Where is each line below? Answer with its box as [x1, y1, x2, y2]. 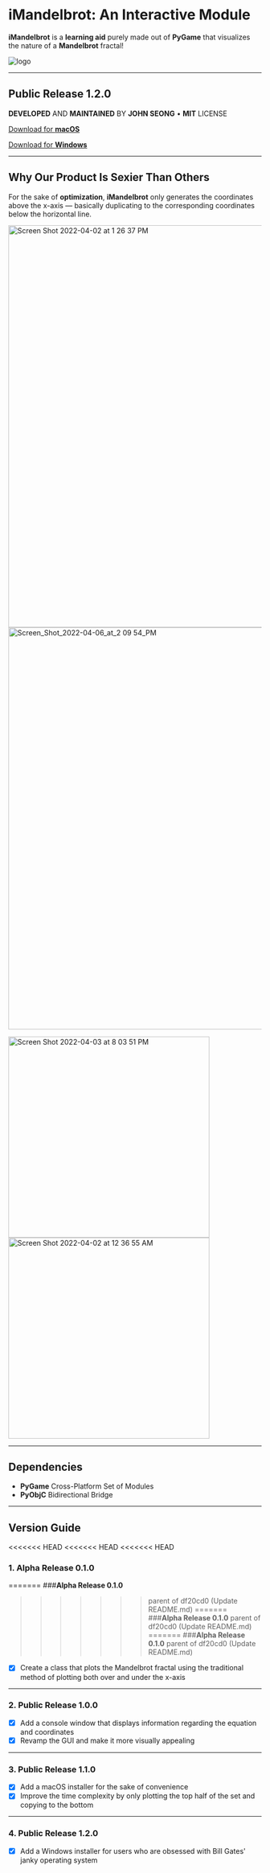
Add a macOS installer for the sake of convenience [19, 1782, 189, 1792]
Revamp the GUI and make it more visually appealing [19, 1735, 195, 1745]
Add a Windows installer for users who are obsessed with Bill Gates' [19, 1846, 247, 1855]
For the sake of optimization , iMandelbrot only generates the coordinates [8, 191, 254, 202]
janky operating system [19, 1855, 98, 1865]
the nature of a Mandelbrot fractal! [8, 40, 125, 50]
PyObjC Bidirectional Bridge [19, 1490, 113, 1500]
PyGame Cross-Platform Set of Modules [19, 1481, 154, 1491]
